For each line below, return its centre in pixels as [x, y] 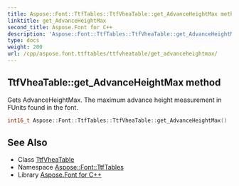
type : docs [23, 41]
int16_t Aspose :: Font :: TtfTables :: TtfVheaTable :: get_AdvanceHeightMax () [117, 120]
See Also [27, 142]
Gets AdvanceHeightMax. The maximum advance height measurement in [115, 100]
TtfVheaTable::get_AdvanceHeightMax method [114, 83]
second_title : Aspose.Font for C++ [60, 27]
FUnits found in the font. [43, 107]
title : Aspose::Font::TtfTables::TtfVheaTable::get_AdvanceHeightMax [113, 14]
